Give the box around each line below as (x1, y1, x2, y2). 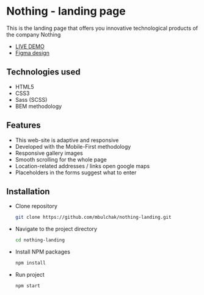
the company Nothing (6, 30, 61, 38)
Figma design (15, 49, 50, 56)
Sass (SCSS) (15, 96, 48, 103)
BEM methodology (15, 102, 62, 110)
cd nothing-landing (15, 237, 65, 243)
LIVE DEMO (15, 43, 45, 50)
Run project (15, 271, 45, 278)
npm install (15, 260, 46, 266)
